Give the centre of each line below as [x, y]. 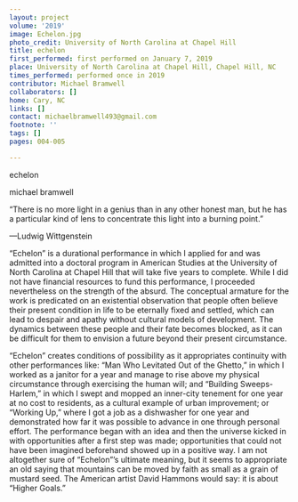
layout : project [39, 17]
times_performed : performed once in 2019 [87, 76]
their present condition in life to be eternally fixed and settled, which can [142, 310]
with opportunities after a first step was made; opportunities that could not [145, 441]
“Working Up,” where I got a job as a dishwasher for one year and [129, 412]
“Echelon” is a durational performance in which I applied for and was [135, 253]
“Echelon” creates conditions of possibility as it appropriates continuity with [148, 355]
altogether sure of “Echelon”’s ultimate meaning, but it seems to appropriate [148, 459]
